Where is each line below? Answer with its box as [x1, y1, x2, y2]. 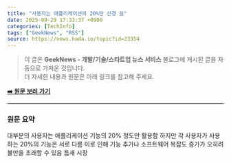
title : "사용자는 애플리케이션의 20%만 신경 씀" [7, 10, 127, 17]
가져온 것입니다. [42, 64, 85, 72]
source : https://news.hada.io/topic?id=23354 [7, 36, 140, 43]
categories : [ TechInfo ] [7, 23, 76, 30]
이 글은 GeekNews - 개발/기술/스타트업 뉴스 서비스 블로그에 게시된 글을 [23, 56, 217, 64]
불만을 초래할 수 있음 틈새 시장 [7, 149, 88, 157]
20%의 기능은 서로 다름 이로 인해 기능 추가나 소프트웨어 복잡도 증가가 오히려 [19, 140, 224, 149]
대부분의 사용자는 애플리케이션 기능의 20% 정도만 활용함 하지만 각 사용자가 [7, 131, 208, 140]
